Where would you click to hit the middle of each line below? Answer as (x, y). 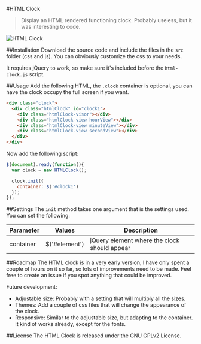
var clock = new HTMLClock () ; (49, 170)
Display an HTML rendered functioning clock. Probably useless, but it (106, 20)
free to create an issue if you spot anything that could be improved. (89, 276)
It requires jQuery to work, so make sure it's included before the (85, 68)
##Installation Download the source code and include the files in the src (95, 50)
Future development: (32, 287)
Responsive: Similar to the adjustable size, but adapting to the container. (104, 318)
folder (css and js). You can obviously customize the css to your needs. (94, 56)
